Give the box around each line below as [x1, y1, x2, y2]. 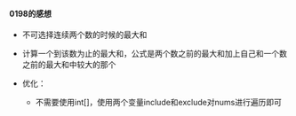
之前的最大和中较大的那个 [21, 59, 116, 70]
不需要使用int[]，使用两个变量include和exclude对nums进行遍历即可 [35, 97, 282, 108]
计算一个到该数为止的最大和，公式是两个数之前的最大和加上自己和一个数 [21, 49, 287, 59]
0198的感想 [9, 8, 52, 19]
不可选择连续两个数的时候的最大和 [21, 29, 148, 40]
